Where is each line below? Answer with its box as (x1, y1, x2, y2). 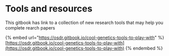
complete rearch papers (5, 24, 55, 30)
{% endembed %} (125, 45, 163, 51)
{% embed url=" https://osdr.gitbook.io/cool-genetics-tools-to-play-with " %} (5, 34, 164, 40)
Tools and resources (5, 3, 92, 14)
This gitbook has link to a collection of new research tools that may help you (5, 19, 163, 25)
